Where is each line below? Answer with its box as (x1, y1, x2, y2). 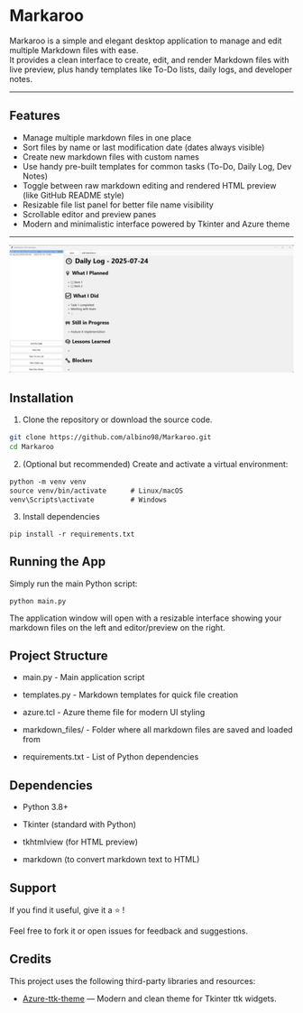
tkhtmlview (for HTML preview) (22, 836, 138, 848)
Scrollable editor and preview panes (22, 208, 157, 219)
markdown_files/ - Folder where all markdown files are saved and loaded (22, 724, 293, 735)
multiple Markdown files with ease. (9, 44, 139, 55)
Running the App (9, 554, 106, 569)
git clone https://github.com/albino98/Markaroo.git (9, 432, 212, 442)
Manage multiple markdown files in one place (22, 132, 192, 143)
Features (9, 108, 60, 124)
